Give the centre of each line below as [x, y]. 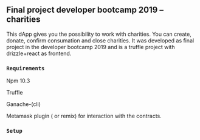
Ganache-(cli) [24, 104]
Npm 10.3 [18, 81]
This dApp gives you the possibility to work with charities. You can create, [99, 34]
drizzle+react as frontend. [39, 53]
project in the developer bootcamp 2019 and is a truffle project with [91, 47]
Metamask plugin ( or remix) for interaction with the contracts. [84, 116]
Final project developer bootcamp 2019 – [85, 10]
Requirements [26, 68]
